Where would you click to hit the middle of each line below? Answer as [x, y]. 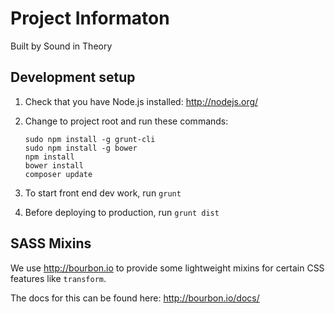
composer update [58, 174]
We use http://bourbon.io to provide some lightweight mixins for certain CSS [167, 268]
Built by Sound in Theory [61, 46]
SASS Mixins [51, 243]
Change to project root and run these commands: [126, 121]
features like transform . [58, 278]
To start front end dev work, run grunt [103, 193]
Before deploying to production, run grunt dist [122, 212]
